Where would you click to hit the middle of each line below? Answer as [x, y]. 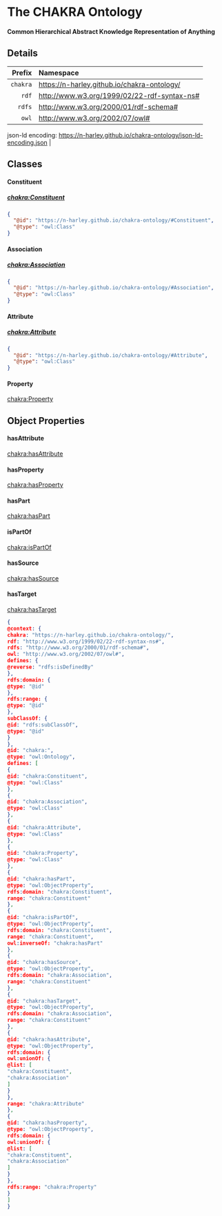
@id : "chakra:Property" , [43, 853]
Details [22, 54]
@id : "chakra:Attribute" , [44, 827]
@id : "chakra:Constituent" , [48, 776]
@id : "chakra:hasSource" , [44, 963]
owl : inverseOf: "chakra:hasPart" [55, 943]
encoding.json [28, 142]
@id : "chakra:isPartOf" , [43, 918]
